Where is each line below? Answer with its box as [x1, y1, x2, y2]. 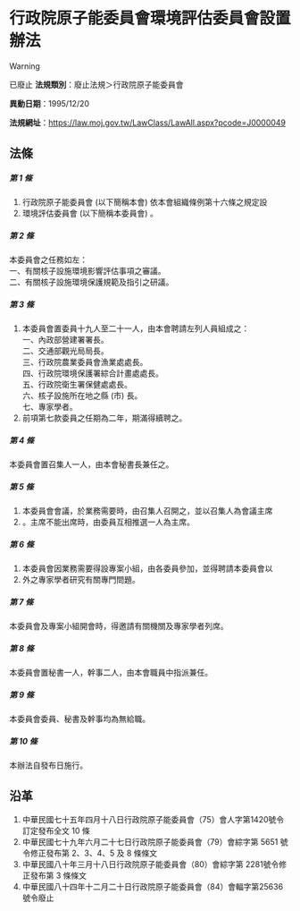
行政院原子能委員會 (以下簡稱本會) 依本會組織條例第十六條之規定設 [21, 197, 268, 208]
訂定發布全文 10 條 [21, 825, 91, 836]
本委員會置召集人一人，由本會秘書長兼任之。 [9, 459, 174, 470]
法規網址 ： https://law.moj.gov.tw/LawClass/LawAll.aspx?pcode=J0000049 [9, 117, 287, 128]
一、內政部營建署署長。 [21, 335, 109, 345]
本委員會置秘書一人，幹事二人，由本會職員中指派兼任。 [9, 668, 212, 678]
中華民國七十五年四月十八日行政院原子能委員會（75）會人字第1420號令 [21, 813, 284, 824]
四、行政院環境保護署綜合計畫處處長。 [21, 368, 163, 379]
